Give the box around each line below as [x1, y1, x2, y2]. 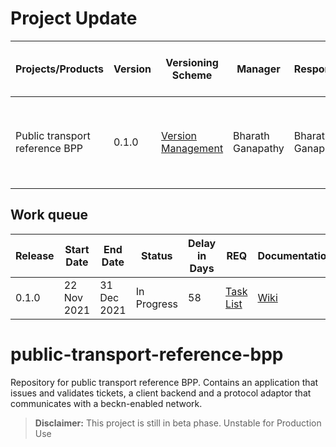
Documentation [257, 248, 333, 262]
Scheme [171, 68, 213, 82]
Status [141, 248, 173, 262]
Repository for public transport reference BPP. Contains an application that [10, 376, 319, 388]
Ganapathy [233, 141, 285, 155]
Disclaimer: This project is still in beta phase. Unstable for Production [34, 417, 322, 429]
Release [15, 248, 55, 262]
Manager [236, 62, 281, 76]
